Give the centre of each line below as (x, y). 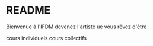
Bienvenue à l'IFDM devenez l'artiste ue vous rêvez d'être (76, 27)
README (28, 10)
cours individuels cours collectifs (47, 38)
